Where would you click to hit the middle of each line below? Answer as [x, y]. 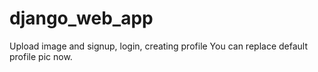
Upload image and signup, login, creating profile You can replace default [158, 46]
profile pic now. [41, 56]
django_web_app [81, 18]
